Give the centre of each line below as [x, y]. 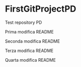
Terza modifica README [29, 50]
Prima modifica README [29, 32]
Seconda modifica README [33, 41]
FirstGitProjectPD [40, 9]
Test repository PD [24, 22]
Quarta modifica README [31, 60]
